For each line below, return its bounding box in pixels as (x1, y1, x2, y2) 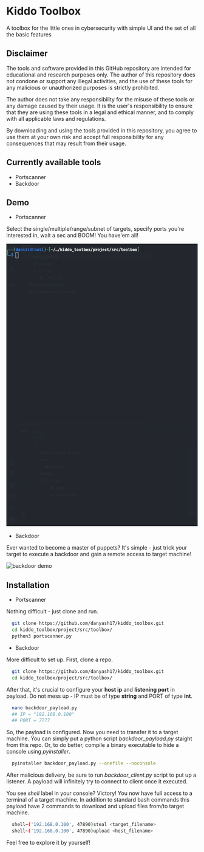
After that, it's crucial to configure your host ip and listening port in (6, 686, 175, 693)
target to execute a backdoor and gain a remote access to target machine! (6, 551, 192, 558)
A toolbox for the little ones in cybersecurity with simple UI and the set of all (6, 24, 196, 32)
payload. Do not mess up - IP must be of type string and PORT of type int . (6, 692, 193, 700)
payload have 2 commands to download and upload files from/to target (6, 803, 184, 810)
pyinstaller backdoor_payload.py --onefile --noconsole (12, 760, 156, 766)
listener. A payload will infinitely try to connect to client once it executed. (6, 778, 188, 785)
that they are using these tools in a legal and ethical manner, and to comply (6, 108, 194, 116)
